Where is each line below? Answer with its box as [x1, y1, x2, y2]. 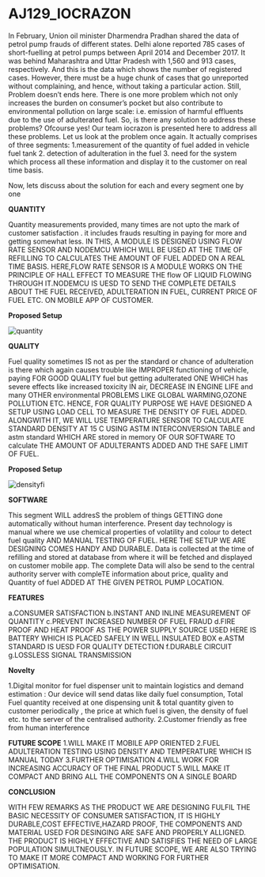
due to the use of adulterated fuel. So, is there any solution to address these [8, 115, 256, 124]
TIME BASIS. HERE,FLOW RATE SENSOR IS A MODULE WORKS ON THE [8, 262, 243, 271]
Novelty [8, 665, 36, 675]
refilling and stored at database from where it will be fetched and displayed [8, 552, 252, 561]
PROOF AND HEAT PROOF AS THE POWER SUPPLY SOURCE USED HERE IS [8, 625, 257, 634]
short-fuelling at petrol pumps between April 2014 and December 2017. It [8, 47, 246, 57]
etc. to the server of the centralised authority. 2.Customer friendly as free [8, 714, 248, 724]
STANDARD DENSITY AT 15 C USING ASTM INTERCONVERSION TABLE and [8, 424, 256, 433]
